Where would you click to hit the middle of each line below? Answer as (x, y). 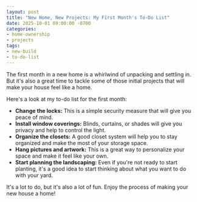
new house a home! (31, 193)
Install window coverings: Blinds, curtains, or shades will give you (98, 123)
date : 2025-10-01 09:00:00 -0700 (49, 23)
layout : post (23, 12)
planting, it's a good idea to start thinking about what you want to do (101, 169)
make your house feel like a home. (49, 87)
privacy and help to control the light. (60, 130)
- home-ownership (28, 35)
